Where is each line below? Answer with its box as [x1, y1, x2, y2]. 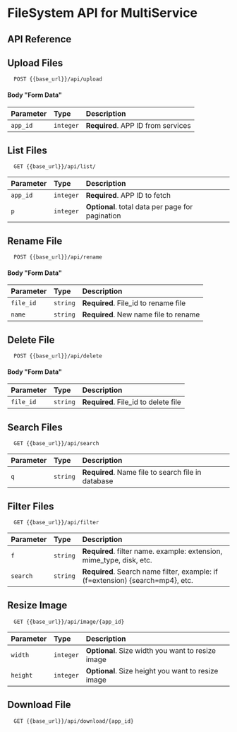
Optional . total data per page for [85, 202, 193, 212]
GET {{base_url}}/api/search [13, 440, 99, 447]
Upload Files [7, 57, 63, 69]
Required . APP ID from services [85, 120, 192, 130]
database [82, 476, 114, 486]
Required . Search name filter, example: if [82, 567, 219, 577]
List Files [7, 144, 47, 156]
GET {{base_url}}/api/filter [13, 519, 99, 526]
